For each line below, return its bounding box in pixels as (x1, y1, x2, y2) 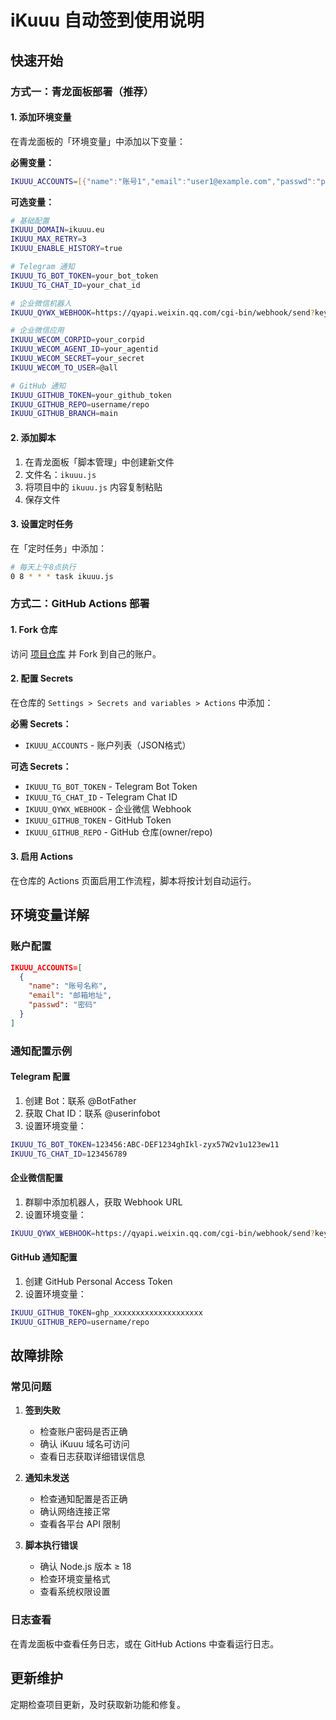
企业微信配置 (10, 1172, 63, 1184)
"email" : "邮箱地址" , (28, 991, 113, 1001)
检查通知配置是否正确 (39, 1493, 128, 1505)
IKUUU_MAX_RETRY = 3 (10, 234, 87, 245)
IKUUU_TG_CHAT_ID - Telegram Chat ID (24, 791, 178, 803)
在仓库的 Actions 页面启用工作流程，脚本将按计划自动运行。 (10, 875, 257, 887)
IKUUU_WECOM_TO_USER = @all (10, 362, 118, 373)
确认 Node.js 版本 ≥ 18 (39, 1561, 132, 1573)
